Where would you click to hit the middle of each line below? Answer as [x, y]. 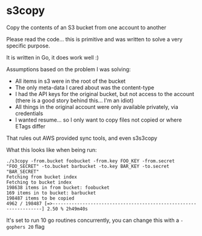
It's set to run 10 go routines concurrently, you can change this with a [93, 220]
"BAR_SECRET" [23, 172]
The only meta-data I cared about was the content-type [85, 87]
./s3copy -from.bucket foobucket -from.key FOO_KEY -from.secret [90, 161]
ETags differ [30, 126]
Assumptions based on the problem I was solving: [69, 69]
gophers [16, 227]
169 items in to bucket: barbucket [51, 193]
